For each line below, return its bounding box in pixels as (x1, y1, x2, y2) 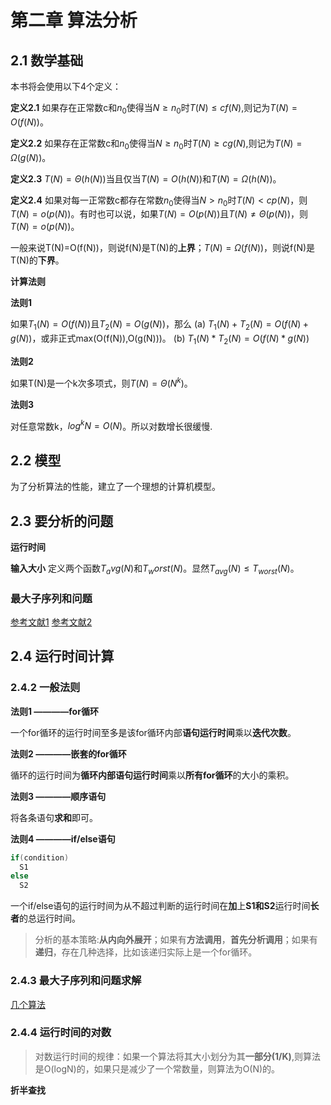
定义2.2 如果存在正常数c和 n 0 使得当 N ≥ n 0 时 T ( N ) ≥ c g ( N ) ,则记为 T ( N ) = (10, 137, 303, 151)
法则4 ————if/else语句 (10, 832, 116, 845)
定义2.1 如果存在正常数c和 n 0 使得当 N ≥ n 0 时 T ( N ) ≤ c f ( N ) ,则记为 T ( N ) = (10, 102, 298, 116)
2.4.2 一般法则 (10, 681, 81, 695)
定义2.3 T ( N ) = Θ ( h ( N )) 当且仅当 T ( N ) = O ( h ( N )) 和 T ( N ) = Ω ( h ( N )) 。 (10, 172, 282, 185)
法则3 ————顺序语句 (10, 790, 107, 802)
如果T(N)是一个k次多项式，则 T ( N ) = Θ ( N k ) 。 (10, 375, 193, 389)
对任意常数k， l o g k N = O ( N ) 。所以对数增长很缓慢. (10, 418, 213, 432)
